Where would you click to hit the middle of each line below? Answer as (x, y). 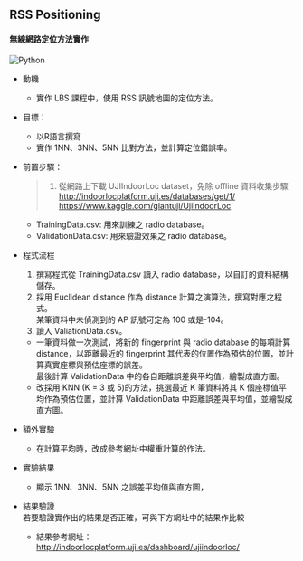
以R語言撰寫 (58, 136)
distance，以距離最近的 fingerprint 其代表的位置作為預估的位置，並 (161, 353)
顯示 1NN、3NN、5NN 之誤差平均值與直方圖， (122, 487)
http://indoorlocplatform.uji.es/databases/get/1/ (147, 196)
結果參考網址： (64, 537)
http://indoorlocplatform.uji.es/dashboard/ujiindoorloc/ (137, 547)
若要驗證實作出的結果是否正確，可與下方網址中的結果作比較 (133, 517)
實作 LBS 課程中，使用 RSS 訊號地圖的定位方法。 (127, 98)
